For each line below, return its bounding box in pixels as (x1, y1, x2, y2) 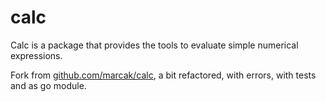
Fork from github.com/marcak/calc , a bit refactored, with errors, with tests (10, 69, 317, 81)
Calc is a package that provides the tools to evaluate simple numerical (10, 39, 299, 51)
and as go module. (10, 79, 87, 91)
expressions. (10, 49, 63, 61)
